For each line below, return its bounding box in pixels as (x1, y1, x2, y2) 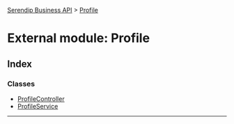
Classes (7, 79, 36, 88)
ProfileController (17, 94, 65, 103)
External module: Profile (7, 31, 150, 46)
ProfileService (17, 102, 58, 110)
